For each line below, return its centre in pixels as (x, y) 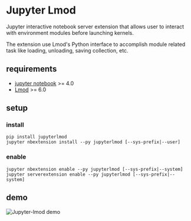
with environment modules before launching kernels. (70, 32)
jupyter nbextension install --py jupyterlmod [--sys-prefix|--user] (93, 142)
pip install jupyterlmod (37, 137)
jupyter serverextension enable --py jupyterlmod (68, 174)
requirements (32, 69)
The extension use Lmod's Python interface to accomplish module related (96, 44)
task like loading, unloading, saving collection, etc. (67, 50)
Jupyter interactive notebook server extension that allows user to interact (95, 27)
